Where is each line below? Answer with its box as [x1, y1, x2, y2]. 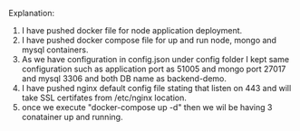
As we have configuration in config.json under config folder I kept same [21, 54, 290, 64]
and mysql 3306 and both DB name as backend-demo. [21, 73, 227, 84]
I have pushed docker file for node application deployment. [21, 25, 243, 35]
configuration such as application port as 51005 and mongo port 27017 [21, 63, 286, 74]
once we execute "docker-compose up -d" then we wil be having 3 [21, 102, 273, 112]
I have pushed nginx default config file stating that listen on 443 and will [21, 83, 292, 93]
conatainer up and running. [21, 112, 123, 122]
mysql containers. [21, 44, 89, 55]
